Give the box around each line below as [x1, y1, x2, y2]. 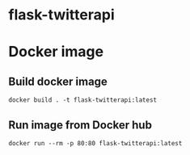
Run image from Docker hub [8, 118, 152, 132]
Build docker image [8, 74, 108, 88]
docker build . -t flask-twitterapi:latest [8, 96, 158, 104]
